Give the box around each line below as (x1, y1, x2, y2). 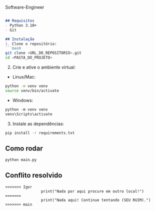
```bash (5, 46, 21, 51)
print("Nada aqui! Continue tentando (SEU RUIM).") (40, 197, 151, 202)
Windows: (12, 97, 33, 103)
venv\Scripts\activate (5, 111, 52, 116)
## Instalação (5, 36, 35, 41)
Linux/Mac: (12, 74, 36, 79)
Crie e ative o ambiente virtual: (12, 64, 76, 70)
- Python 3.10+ (5, 22, 37, 28)
